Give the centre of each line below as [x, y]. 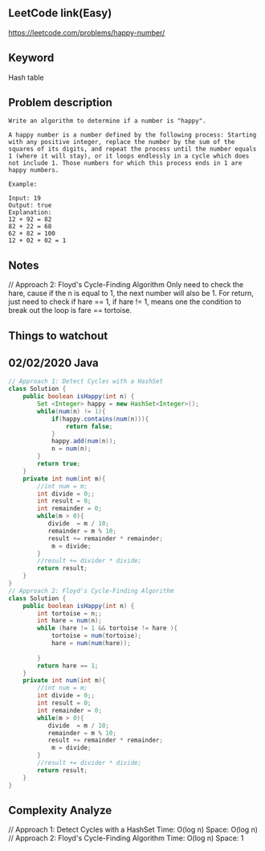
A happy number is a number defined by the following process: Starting [132, 135]
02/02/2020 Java [53, 363]
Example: [23, 184]
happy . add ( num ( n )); [84, 442]
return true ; [59, 464]
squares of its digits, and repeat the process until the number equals [132, 149]
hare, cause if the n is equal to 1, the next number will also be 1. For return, [131, 294]
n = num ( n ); [71, 449]
